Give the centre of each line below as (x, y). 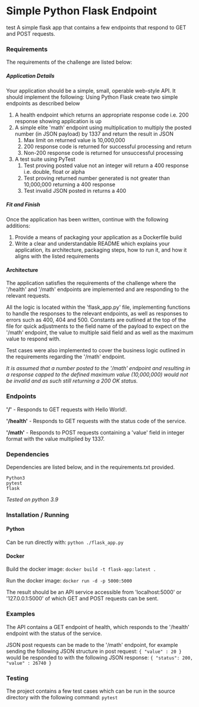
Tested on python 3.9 (32, 499)
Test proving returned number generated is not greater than (97, 178)
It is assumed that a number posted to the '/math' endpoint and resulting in (98, 368)
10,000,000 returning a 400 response (70, 184)
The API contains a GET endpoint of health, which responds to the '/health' (98, 627)
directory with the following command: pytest (62, 697)
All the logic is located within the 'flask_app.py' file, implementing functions (98, 307)
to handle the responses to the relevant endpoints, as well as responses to (97, 314)
